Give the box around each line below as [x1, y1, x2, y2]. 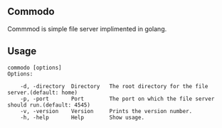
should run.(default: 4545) [7, 101, 91, 109]
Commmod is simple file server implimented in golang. [7, 24, 167, 33]
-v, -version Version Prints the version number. [20, 107, 193, 114]
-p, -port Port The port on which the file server [20, 95, 215, 102]
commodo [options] [7, 64, 62, 71]
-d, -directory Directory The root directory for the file [20, 82, 208, 90]
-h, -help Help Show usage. [20, 114, 144, 121]
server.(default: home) [7, 89, 78, 96]
